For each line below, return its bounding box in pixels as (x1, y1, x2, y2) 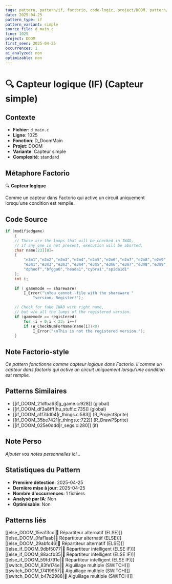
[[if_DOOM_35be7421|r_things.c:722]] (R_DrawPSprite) (12, 417, 128, 423)
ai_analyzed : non (5, 50, 42, 55)
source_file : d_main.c (5, 27, 54, 32)
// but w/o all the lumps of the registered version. (14, 309, 132, 315)
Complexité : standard (12, 154, 59, 160)
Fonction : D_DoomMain (12, 138, 63, 144)
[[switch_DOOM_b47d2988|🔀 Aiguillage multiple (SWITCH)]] (5, 573, 133, 579)
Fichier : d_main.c (12, 127, 49, 133)
